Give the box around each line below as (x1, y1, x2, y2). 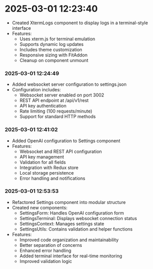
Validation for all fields (19, 159, 66, 165)
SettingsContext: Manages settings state (19, 221, 105, 227)
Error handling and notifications (19, 175, 85, 181)
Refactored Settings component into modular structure (12, 199, 126, 205)
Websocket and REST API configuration (19, 148, 102, 154)
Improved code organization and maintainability (19, 237, 119, 243)
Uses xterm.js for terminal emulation (19, 36, 95, 42)
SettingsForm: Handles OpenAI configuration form (19, 210, 124, 216)
